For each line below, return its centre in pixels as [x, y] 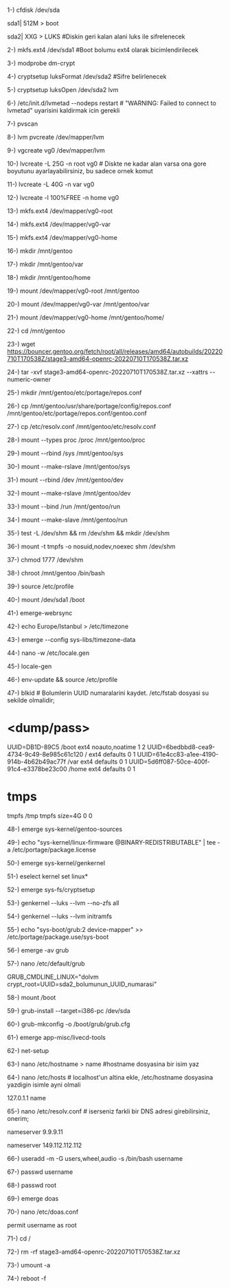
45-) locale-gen [30, 666]
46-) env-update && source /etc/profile [62, 679]
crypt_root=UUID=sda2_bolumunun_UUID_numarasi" [82, 984]
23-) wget [21, 344]
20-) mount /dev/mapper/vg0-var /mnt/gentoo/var [78, 304]
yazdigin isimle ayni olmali [44, 1085]
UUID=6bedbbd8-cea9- [181, 747]
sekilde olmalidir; [31, 700]
